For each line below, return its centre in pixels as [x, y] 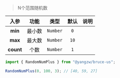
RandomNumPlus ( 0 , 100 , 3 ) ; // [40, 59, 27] [51, 71]
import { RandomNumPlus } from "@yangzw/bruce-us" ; [60, 62]
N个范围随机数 [32, 8]
